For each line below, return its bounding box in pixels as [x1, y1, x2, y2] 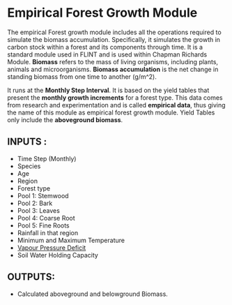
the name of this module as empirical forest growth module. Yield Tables [7, 108, 215, 117]
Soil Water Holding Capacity [17, 251, 99, 259]
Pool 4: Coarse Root [17, 214, 75, 222]
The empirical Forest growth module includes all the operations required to [7, 28, 222, 36]
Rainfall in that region [17, 228, 79, 237]
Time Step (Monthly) [17, 154, 77, 163]
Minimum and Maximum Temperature [17, 236, 125, 244]
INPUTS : [7, 136, 47, 148]
